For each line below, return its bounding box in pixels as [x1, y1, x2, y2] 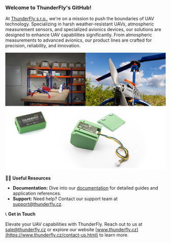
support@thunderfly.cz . [12, 201, 63, 207]
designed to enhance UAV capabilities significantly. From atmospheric [5, 32, 152, 38]
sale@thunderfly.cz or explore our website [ [5, 227, 98, 233]
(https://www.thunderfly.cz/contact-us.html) [5, 232, 98, 238]
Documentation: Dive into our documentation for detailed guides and [12, 185, 159, 191]
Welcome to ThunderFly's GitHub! [5, 4, 92, 11]
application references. [12, 190, 62, 197]
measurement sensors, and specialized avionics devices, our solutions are [5, 26, 161, 33]
